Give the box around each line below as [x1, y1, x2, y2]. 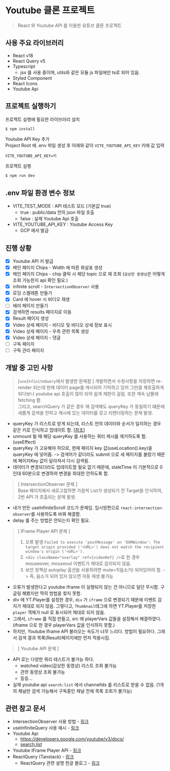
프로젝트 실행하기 [5, 102, 56, 111]
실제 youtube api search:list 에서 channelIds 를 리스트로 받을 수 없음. [12, 681, 155, 688]
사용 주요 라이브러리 [5, 39, 64, 47]
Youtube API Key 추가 [5, 136, 50, 142]
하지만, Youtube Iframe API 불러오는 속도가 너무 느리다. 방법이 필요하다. [12, 628, 156, 634]
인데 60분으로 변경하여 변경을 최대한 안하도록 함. [12, 470, 109, 476]
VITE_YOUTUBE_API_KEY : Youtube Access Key [12, 221, 113, 227]
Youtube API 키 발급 [12, 258, 54, 264]
